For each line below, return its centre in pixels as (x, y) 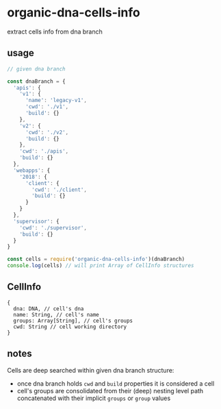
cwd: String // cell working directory (70, 327)
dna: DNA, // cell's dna (49, 309)
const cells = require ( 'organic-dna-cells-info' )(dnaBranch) (96, 259)
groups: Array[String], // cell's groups (73, 321)
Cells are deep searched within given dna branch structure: (91, 370)
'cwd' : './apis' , (44, 151)
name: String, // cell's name (56, 314)
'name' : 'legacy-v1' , (56, 101)
